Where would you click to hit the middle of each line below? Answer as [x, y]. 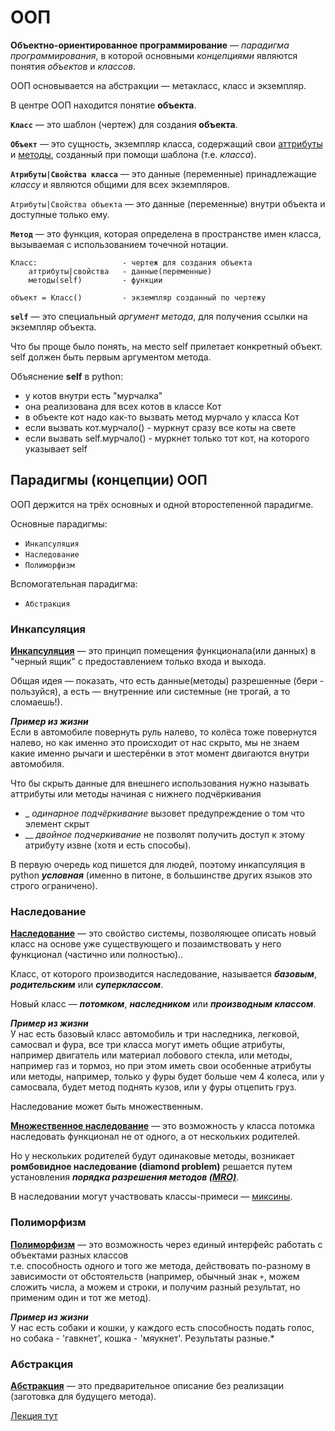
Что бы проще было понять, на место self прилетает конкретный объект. [166, 346]
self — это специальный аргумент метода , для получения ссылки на [159, 316]
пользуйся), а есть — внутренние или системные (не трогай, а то [150, 692]
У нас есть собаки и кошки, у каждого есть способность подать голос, [162, 1327]
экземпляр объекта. [53, 327]
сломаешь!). [36, 702]
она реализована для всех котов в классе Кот [123, 406]
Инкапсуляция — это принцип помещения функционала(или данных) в [163, 651]
